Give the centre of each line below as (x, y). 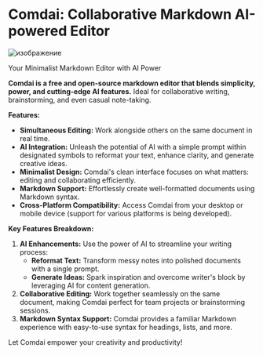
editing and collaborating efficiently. (77, 180)
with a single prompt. (65, 269)
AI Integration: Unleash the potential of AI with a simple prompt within (133, 147)
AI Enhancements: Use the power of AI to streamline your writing (126, 244)
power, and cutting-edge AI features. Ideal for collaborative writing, (119, 91)
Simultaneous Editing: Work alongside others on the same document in (136, 130)
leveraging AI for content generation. (91, 285)
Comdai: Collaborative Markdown (120, 14)
